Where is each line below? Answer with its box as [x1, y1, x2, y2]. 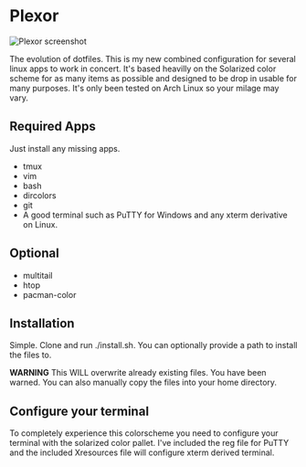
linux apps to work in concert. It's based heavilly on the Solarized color [9, 63, 277, 74]
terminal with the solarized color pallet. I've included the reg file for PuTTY [9, 438, 290, 449]
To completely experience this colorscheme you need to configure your [9, 428, 279, 439]
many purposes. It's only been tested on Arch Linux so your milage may [9, 82, 280, 93]
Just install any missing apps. [9, 143, 121, 154]
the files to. [9, 349, 52, 361]
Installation [9, 315, 75, 331]
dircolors [22, 189, 57, 201]
